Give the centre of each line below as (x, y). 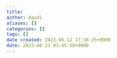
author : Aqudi (25, 18)
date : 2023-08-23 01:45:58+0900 (47, 46)
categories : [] (26, 29)
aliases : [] (21, 23)
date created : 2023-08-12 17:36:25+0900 (59, 40)
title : (15, 12)
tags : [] (17, 34)
